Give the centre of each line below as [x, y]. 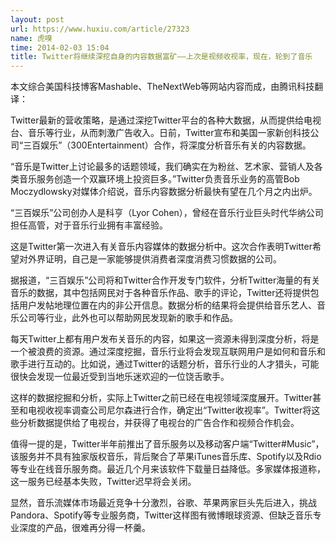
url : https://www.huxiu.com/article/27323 [100, 29]
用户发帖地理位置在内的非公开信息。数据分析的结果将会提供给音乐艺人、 [167, 305]
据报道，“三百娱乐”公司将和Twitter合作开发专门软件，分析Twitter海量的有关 [165, 280]
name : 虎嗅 [31, 38]
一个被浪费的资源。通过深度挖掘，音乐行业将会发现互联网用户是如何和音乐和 [168, 352]
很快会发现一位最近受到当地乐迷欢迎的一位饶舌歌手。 [120, 377]
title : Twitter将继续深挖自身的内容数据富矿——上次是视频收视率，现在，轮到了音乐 [161, 57]
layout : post [37, 19]
